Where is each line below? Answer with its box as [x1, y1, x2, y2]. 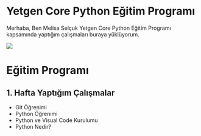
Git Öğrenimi [15, 103, 47, 110]
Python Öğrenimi [15, 110, 58, 117]
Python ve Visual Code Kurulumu [15, 117, 99, 124]
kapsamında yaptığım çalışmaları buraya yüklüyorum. [6, 30, 140, 38]
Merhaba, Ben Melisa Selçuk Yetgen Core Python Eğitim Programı [6, 24, 172, 32]
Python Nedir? [15, 123, 52, 130]
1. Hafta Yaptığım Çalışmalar [6, 87, 115, 98]
